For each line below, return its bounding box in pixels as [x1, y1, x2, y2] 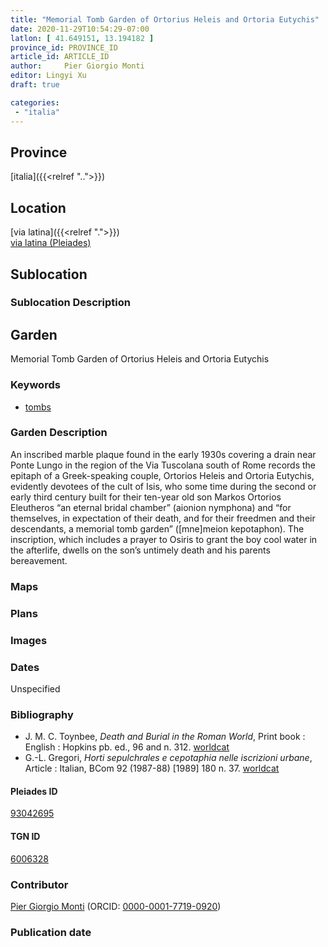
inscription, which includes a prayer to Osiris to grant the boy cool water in [10, 533, 318, 545]
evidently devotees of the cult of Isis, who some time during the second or [10, 480, 317, 492]
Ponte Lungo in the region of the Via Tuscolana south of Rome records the [10, 459, 316, 471]
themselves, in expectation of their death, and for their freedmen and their [10, 512, 316, 524]
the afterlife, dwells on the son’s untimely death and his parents [10, 544, 271, 556]
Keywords [10, 378, 61, 392]
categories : [10, 97, 60, 108]
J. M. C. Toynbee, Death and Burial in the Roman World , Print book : [24, 731, 306, 743]
